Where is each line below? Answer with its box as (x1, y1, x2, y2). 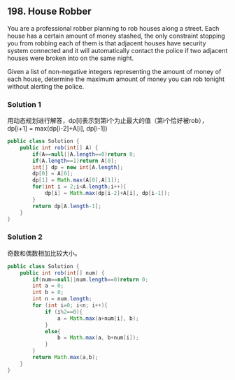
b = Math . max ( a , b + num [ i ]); (57, 335, 139, 342)
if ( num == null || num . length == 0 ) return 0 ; (32, 276, 149, 283)
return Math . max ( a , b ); (32, 354, 99, 361)
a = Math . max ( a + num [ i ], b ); (57, 314, 139, 322)
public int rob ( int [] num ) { (20, 269, 105, 277)
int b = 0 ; (32, 289, 64, 296)
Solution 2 (7, 232, 43, 242)
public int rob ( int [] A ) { (20, 144, 99, 151)
